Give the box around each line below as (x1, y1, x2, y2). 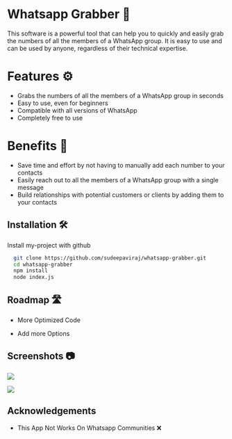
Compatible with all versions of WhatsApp (17, 106, 138, 114)
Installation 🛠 (7, 219, 68, 231)
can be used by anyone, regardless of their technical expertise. (7, 44, 188, 52)
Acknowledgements (7, 405, 97, 417)
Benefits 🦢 (7, 138, 68, 154)
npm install (13, 267, 49, 274)
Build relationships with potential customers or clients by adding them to (17, 191, 224, 199)
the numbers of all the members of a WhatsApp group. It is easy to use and (7, 36, 222, 45)
